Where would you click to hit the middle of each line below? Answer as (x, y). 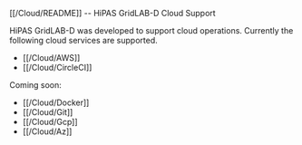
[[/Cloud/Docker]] (56, 102)
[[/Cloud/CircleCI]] (57, 68)
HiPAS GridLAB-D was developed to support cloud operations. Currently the (151, 30)
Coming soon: (35, 85)
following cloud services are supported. (83, 40)
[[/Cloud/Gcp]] (50, 122)
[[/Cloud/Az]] (47, 131)
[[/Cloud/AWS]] (51, 58)
